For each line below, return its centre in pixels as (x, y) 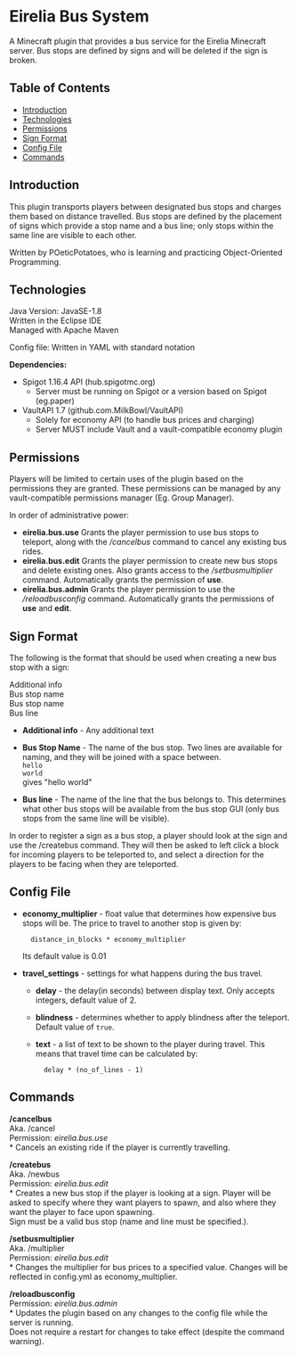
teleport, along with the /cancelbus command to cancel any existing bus (154, 542)
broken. (23, 60)
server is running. (41, 1322)
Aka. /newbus (35, 1174)
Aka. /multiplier (37, 1248)
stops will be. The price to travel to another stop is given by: (132, 923)
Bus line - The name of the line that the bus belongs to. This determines (154, 799)
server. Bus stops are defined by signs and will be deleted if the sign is (139, 50)
